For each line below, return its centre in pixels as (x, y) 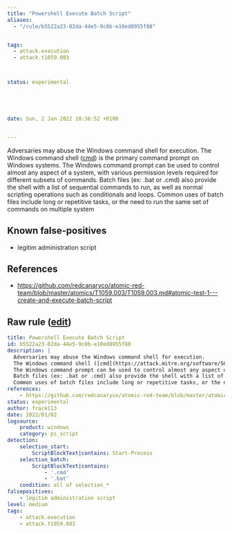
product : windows (45, 428)
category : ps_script (49, 434)
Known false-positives (57, 231)
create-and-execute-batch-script (65, 300)
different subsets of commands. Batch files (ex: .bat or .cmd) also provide (112, 179)
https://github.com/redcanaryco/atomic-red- (81, 285)
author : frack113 (32, 408)
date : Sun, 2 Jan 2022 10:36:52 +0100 (63, 119)
